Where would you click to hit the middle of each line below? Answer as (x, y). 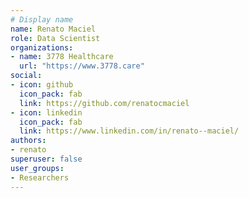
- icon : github (42, 85)
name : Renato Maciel (53, 29)
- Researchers (40, 177)
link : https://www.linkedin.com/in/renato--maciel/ (129, 131)
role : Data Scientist (55, 38)
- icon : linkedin (46, 112)
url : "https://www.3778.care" (82, 66)
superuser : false (46, 159)
